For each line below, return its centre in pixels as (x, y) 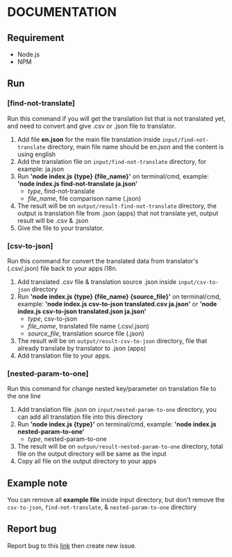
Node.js (28, 54)
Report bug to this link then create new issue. (72, 545)
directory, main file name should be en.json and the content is (136, 147)
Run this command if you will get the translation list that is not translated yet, (116, 118)
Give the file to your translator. (60, 228)
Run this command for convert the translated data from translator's (103, 260)
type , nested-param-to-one (67, 439)
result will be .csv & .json (53, 220)
